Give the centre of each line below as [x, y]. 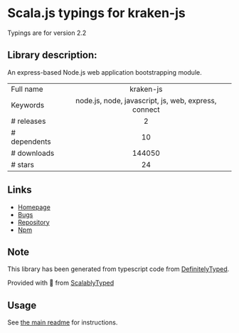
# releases [28, 121]
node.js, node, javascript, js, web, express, [146, 100]
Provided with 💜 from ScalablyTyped [61, 283]
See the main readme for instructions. [63, 322]
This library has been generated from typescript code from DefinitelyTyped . [118, 269]
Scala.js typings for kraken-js [97, 13]
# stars [22, 164]
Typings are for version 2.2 [47, 33]
